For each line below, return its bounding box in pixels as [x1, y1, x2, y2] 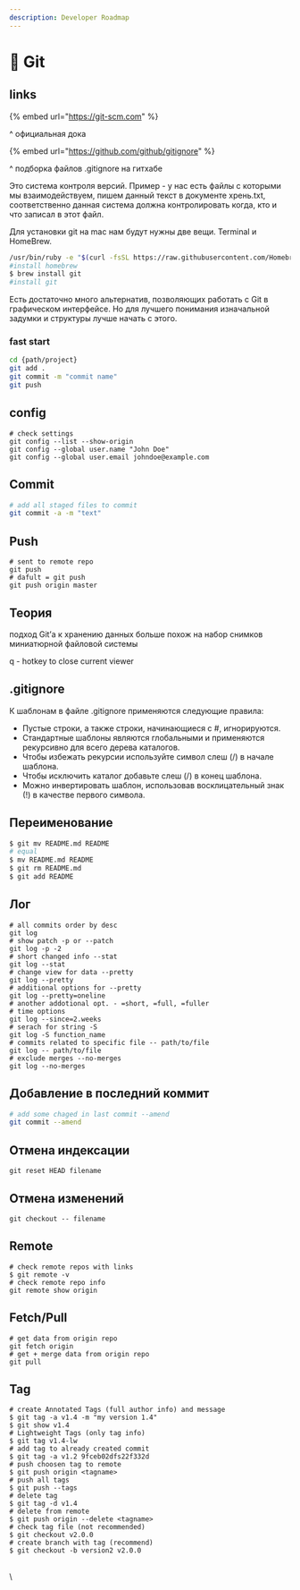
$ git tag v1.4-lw [9, 1437, 78, 1446]
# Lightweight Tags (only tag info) [9, 1429, 146, 1438]
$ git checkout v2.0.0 [9, 1531, 94, 1540]
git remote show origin [9, 1286, 98, 1295]
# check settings [9, 429, 74, 438]
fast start [9, 336, 51, 348]
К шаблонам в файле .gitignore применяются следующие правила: [9, 705, 264, 716]
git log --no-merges [9, 1061, 87, 1070]
